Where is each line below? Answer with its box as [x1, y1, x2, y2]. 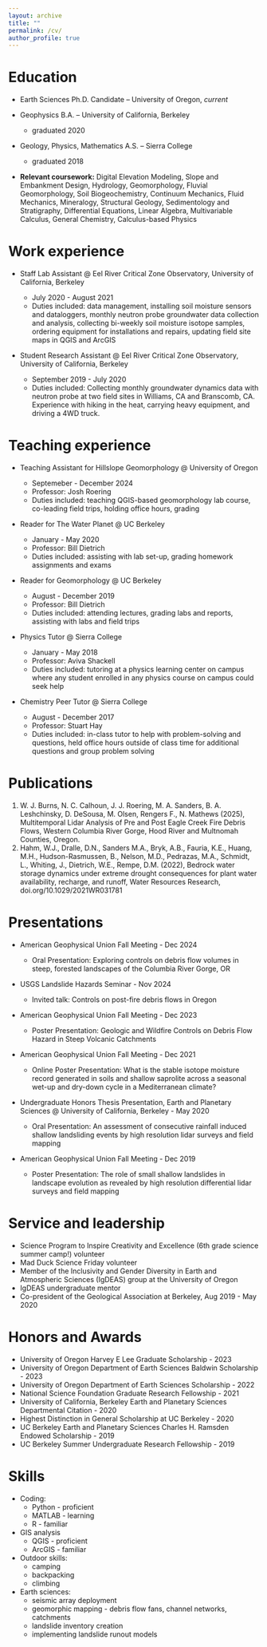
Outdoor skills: [19, 1553, 68, 1562]
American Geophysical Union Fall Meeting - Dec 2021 [19, 1049, 196, 1059]
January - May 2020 [31, 535, 100, 544]
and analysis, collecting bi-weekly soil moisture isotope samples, [31, 319, 245, 328]
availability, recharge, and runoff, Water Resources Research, [19, 877, 221, 886]
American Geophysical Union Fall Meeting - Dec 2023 [19, 1010, 198, 1019]
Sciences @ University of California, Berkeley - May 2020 [19, 1106, 210, 1115]
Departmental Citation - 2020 [19, 1405, 117, 1415]
